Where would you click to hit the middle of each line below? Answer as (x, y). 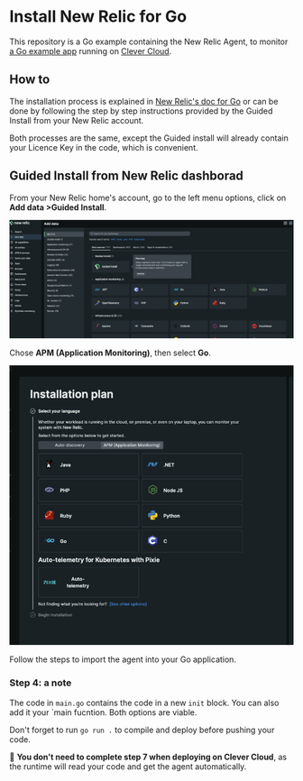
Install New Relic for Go (98, 17)
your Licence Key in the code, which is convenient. (104, 147)
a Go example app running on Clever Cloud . (91, 51)
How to (30, 80)
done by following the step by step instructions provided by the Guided (141, 111)
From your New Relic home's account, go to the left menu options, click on (148, 198)
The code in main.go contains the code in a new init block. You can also (144, 703)
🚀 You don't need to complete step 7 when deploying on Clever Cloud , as (148, 757)
